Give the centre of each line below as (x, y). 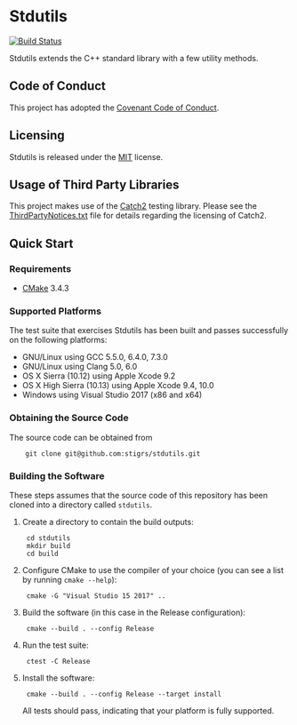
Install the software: (58, 678)
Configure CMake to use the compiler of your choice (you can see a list (153, 570)
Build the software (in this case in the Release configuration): (134, 612)
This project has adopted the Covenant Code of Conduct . (114, 108)
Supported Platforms (56, 311)
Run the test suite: (55, 645)
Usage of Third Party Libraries (94, 184)
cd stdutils (48, 538)
